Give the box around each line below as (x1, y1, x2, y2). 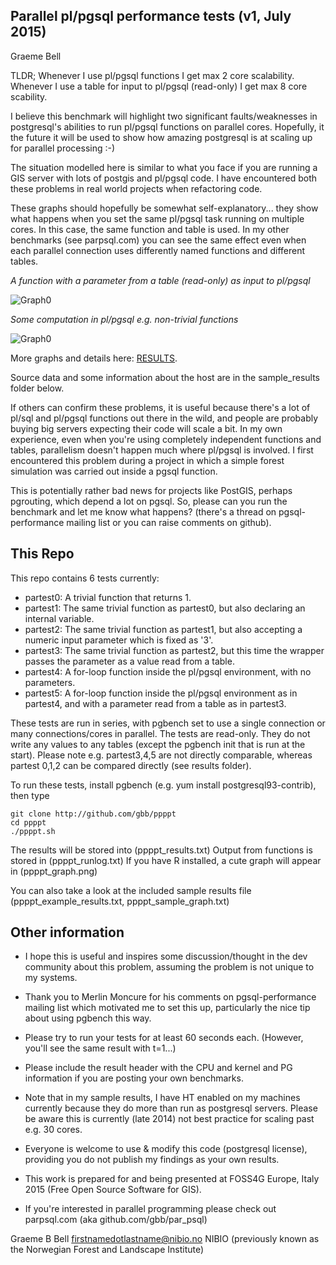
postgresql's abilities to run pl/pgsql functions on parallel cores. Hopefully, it (10, 120, 325, 133)
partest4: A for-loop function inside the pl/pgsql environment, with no (24, 665, 312, 678)
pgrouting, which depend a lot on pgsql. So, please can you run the (10, 495, 288, 507)
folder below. (10, 382, 65, 394)
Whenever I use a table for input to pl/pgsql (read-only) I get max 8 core (10, 80, 308, 92)
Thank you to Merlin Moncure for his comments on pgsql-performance (24, 991, 317, 1003)
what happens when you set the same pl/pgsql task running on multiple (10, 212, 305, 224)
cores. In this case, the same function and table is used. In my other (10, 223, 290, 235)
